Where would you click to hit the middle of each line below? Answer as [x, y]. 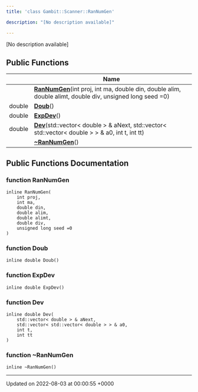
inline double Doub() [33, 261]
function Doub [27, 248]
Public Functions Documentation [67, 163]
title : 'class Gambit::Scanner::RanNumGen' [60, 11]
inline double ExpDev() [35, 287]
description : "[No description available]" [60, 22]
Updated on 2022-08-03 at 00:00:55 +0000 [60, 384]
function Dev [25, 302]
